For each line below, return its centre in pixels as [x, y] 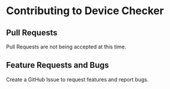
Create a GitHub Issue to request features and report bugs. [77, 79]
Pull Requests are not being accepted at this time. [66, 47]
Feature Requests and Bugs [58, 65]
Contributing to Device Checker [85, 11]
